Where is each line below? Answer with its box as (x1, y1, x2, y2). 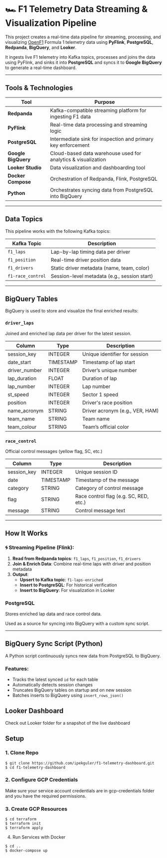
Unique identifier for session (82, 351, 149, 358)
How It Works (5, 529, 48, 538)
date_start (7, 359, 31, 366)
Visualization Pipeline (5, 17, 97, 29)
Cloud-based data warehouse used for (50, 150, 142, 157)
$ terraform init (5, 821, 41, 826)
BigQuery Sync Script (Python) (5, 640, 103, 648)
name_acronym (7, 407, 44, 414)
